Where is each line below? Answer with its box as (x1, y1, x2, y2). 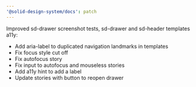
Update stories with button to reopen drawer (14, 74, 124, 81)
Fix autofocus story (14, 55, 62, 62)
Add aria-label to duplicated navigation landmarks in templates (14, 43, 169, 50)
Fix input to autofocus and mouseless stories (14, 62, 125, 69)
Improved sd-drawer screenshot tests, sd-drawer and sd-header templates (6, 25, 190, 32)
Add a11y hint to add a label (14, 67, 82, 75)
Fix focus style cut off (14, 49, 68, 56)
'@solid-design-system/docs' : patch (6, 8, 97, 15)
